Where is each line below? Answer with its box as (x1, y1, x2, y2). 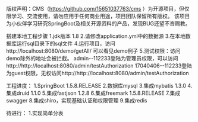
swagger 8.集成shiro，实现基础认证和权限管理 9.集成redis (6, 97, 147, 104)
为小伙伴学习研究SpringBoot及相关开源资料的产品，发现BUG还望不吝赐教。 (6, 20, 191, 27)
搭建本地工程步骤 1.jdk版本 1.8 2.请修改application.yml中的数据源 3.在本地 (6, 33, 186, 40)
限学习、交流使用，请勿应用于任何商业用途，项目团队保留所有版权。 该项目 (6, 12, 190, 20)
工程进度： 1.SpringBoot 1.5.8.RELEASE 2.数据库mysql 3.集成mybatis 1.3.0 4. (6, 82, 193, 89)
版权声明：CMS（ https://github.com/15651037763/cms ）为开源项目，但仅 (6, 5, 190, 12)
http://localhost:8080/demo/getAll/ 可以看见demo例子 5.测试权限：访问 (6, 47, 181, 54)
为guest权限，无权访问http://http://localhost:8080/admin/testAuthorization (6, 70, 189, 76)
